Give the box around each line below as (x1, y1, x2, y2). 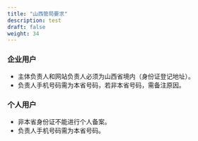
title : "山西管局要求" (7, 10, 68, 18)
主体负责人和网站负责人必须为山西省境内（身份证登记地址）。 (17, 72, 194, 80)
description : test (7, 17, 62, 24)
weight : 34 (7, 30, 40, 37)
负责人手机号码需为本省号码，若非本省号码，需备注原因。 (17, 80, 185, 89)
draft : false (7, 23, 46, 30)
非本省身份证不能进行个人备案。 (17, 117, 111, 125)
